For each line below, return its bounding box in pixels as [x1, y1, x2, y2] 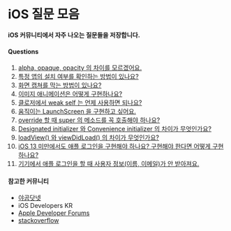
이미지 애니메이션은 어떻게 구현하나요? [17, 90, 123, 98]
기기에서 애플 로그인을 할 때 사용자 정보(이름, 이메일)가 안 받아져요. [17, 160, 200, 168]
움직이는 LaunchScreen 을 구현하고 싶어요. [17, 107, 137, 116]
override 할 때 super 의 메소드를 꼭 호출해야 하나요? [17, 116, 161, 124]
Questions [8, 47, 39, 56]
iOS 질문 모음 [8, 6, 80, 22]
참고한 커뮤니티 [8, 177, 50, 185]
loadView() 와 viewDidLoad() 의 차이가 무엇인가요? [17, 133, 160, 142]
